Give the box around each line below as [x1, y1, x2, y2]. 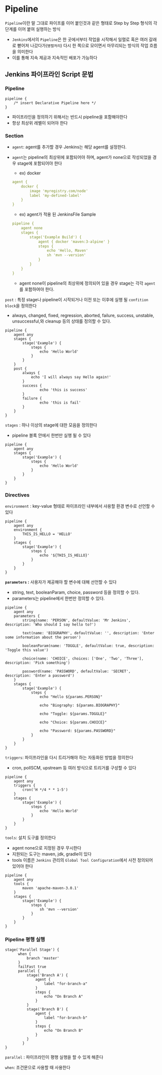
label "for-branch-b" [44, 1015, 88, 1021]
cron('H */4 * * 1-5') [22, 787, 68, 792]
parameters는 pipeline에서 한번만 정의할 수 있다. [12, 595, 105, 601]
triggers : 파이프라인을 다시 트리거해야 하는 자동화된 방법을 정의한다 [5, 754, 133, 760]
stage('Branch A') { [26, 973, 68, 978]
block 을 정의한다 [5, 303, 37, 308]
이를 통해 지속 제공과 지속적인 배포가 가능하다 [12, 54, 98, 60]
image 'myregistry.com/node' [29, 188, 88, 193]
